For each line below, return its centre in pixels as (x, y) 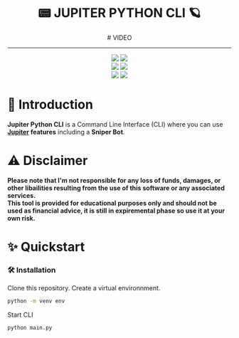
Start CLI (20, 315)
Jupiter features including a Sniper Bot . (66, 132)
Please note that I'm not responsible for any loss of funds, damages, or (114, 180)
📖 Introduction (51, 105)
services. (22, 195)
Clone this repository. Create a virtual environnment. (84, 288)
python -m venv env (36, 301)
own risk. (21, 218)
